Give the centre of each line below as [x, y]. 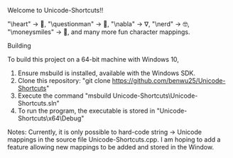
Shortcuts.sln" [39, 103]
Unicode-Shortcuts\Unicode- [155, 96]
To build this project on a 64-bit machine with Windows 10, [93, 59]
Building [20, 46]
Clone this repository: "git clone [64, 80]
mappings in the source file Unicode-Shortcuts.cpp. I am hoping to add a [114, 140]
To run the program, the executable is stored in [86, 111]
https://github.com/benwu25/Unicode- [169, 80]
